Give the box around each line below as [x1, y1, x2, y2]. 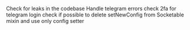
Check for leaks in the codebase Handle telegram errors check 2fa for [6, 5, 177, 12]
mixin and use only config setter [6, 18, 84, 24]
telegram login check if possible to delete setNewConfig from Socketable [6, 11, 184, 18]
